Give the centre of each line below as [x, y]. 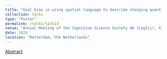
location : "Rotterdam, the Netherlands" [48, 38]
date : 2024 [16, 33]
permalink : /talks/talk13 [32, 24]
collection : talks [24, 14]
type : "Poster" [21, 19]
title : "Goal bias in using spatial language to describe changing [77, 10]
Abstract [14, 51]
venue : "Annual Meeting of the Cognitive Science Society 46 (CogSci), [81, 28]
